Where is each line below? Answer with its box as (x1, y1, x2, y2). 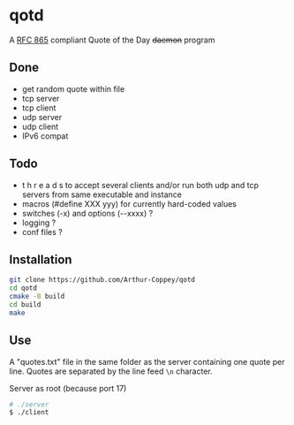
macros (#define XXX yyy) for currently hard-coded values (21, 198, 237, 209)
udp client (21, 121, 59, 132)
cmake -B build (9, 292, 65, 301)
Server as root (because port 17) (9, 383, 127, 393)
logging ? (21, 217, 57, 228)
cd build (9, 300, 41, 309)
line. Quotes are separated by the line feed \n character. (9, 366, 214, 376)
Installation (9, 252, 72, 267)
